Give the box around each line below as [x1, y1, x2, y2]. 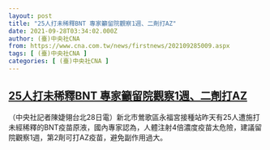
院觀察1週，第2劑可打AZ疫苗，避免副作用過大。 [8, 132, 168, 142]
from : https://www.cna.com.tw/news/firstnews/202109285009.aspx [8, 42, 230, 50]
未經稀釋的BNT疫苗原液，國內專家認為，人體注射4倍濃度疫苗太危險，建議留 [8, 122, 262, 132]
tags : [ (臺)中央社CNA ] [8, 49, 88, 58]
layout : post [8, 11, 53, 20]
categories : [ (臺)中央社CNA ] [8, 58, 109, 66]
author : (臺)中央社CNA [8, 34, 80, 43]
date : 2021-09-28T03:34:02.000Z [8, 27, 118, 35]
